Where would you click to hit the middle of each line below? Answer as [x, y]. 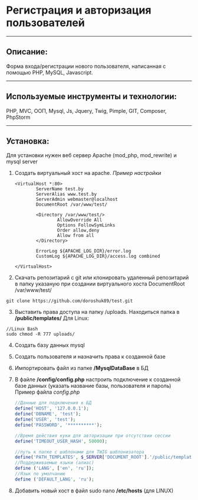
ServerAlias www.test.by [67, 194]
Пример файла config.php [47, 392]
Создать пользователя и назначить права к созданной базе [90, 357]
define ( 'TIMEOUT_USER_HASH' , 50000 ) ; [61, 441]
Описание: [27, 52]
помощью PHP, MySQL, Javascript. [49, 72]
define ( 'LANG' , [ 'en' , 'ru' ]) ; [54, 468]
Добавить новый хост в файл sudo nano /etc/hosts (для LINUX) [94, 491]
